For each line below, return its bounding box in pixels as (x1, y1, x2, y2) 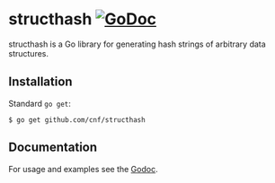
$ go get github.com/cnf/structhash (8, 115, 146, 125)
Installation (8, 74, 73, 90)
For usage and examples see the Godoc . (8, 163, 158, 174)
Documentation (8, 140, 98, 155)
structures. (8, 48, 49, 58)
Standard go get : (8, 98, 71, 109)
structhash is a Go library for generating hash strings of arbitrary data (8, 39, 266, 49)
